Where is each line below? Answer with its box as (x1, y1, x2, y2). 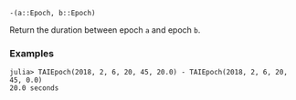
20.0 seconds (9, 84, 59, 93)
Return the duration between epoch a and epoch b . (9, 25, 201, 35)
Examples (9, 46, 55, 59)
